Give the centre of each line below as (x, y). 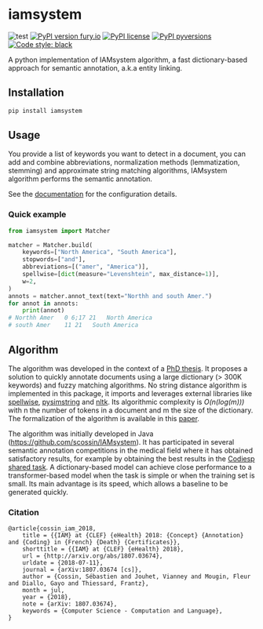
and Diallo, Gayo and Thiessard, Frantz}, (79, 584)
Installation (36, 93)
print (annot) (44, 311)
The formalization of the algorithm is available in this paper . (104, 418)
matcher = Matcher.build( (50, 245)
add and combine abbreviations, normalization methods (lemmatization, (124, 162)
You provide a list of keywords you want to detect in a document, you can (127, 154)
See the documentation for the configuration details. (93, 195)
